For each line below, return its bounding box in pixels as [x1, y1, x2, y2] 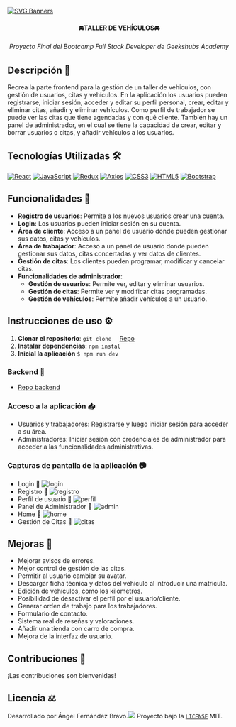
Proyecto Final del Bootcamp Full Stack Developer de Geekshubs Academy [9, 43, 229, 51]
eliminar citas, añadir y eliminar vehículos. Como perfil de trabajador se [7, 106, 215, 114]
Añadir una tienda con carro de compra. [17, 625, 135, 633]
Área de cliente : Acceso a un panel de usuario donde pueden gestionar [17, 226, 227, 235]
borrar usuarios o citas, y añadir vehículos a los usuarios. [7, 129, 174, 137]
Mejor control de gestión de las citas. [17, 564, 126, 573]
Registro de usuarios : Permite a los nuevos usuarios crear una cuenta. [17, 212, 225, 220]
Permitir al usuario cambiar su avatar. [17, 572, 127, 580]
